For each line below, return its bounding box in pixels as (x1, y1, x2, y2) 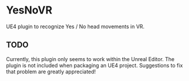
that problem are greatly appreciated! (6, 68, 96, 75)
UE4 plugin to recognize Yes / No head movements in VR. (6, 23, 145, 30)
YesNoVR (6, 4, 53, 17)
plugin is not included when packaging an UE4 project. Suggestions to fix (6, 62, 183, 69)
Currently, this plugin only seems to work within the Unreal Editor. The (6, 55, 174, 62)
